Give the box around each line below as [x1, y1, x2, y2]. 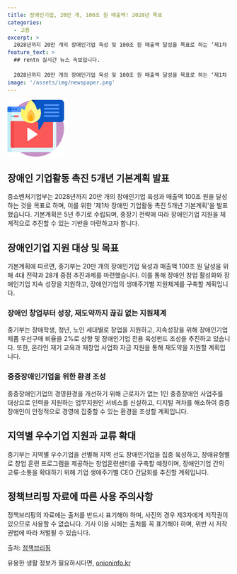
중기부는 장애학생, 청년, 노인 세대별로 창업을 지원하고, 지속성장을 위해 [7, 325, 198, 334]
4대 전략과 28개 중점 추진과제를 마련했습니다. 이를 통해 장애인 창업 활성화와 [14, 271, 223, 280]
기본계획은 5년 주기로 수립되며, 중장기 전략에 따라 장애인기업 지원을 [33, 210, 219, 219]
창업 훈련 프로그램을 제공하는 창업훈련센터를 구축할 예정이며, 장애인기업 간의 [14, 459, 225, 467]
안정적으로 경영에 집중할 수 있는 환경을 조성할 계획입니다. [31, 407, 189, 416]
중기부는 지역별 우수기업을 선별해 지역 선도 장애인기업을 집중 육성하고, [7, 450, 200, 458]
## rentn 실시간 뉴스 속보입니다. [13, 57, 100, 64]
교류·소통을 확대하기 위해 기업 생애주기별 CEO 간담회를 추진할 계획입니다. [7, 467, 209, 476]
